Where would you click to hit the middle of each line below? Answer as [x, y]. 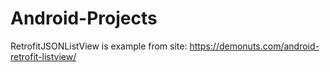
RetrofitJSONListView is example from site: [99, 46]
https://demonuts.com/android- [254, 46]
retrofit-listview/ [43, 56]
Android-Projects [84, 18]
